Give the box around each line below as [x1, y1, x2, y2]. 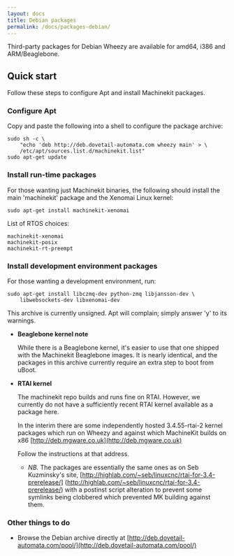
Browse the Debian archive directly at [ [17, 534, 130, 542]
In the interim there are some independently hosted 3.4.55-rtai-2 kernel [17, 421, 224, 430]
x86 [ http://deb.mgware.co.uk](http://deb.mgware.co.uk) [17, 436, 182, 445]
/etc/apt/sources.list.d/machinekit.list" [20, 148, 145, 155]
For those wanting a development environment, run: [7, 277, 156, 285]
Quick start [7, 70, 57, 82]
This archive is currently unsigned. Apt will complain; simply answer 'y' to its [7, 309, 227, 318]
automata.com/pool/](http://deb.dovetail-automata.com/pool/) [17, 541, 197, 550]
